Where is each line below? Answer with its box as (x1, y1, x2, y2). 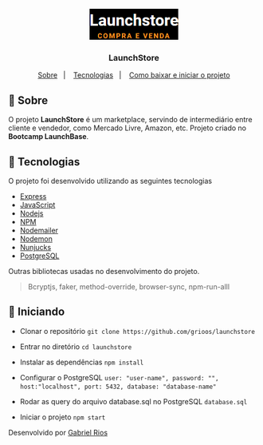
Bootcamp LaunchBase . (8, 132, 89, 141)
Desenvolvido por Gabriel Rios (8, 427, 108, 437)
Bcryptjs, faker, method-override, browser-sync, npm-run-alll (27, 281, 230, 292)
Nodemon (19, 233, 53, 244)
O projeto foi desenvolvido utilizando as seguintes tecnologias (8, 176, 213, 185)
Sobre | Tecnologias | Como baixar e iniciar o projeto (37, 70, 230, 80)
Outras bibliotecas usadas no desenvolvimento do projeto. (8, 266, 200, 276)
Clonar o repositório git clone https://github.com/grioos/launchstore (19, 326, 255, 336)
